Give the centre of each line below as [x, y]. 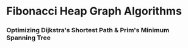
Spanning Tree [28, 38]
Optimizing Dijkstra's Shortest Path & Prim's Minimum [88, 30]
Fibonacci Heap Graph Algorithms [94, 11]
